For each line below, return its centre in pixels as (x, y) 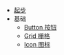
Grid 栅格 (37, 36)
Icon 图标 (37, 44)
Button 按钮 (40, 27)
